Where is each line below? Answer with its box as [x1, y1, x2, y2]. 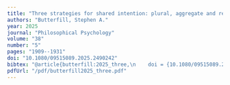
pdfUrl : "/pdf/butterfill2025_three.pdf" [7, 67, 127, 74]
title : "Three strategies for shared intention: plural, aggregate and [7, 10, 216, 17]
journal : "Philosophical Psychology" [7, 29, 115, 36]
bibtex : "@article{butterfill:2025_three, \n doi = [7, 61, 164, 68]
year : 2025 [7, 23, 38, 29]
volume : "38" [7, 36, 44, 42]
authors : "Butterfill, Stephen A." [7, 16, 109, 23]
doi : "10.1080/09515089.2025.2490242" [7, 55, 118, 62]
